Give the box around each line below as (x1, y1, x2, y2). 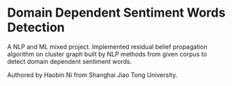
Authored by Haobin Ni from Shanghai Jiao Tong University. (7, 71, 178, 79)
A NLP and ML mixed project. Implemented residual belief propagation (7, 42, 208, 51)
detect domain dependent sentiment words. (7, 57, 132, 65)
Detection (7, 19, 65, 35)
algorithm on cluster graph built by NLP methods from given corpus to (7, 50, 208, 58)
